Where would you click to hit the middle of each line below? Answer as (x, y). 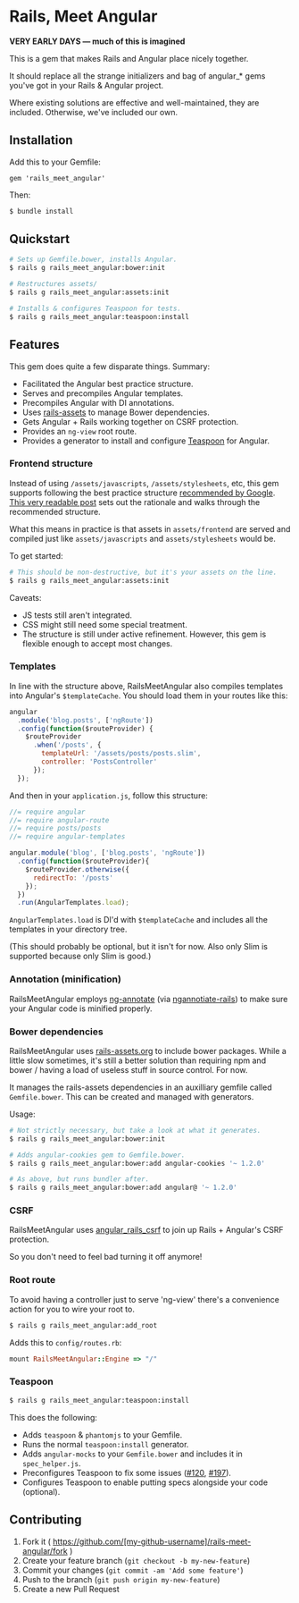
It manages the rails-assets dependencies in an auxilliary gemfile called (141, 1087)
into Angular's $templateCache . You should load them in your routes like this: (149, 696)
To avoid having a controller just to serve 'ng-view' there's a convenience (144, 1299)
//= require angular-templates (67, 837)
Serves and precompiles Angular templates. (103, 393)
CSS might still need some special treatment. (104, 624)
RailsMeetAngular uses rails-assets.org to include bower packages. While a (148, 1050)
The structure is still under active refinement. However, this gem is (144, 634)
